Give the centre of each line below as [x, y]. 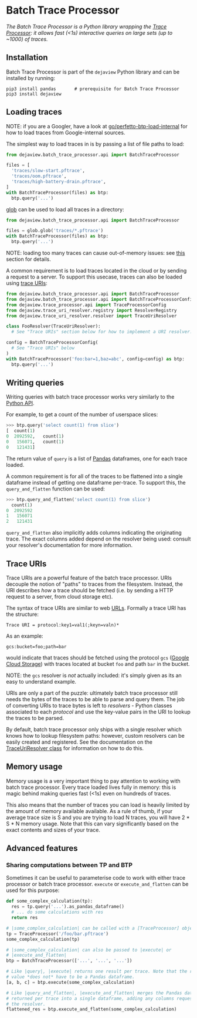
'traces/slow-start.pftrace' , [48, 171]
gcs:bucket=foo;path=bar [36, 646]
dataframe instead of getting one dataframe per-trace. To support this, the [96, 482]
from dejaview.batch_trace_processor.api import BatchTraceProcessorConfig [101, 299]
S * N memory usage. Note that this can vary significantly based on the [92, 823]
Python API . [20, 403]
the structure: [23, 614]
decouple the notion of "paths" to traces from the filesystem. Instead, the [94, 584]
